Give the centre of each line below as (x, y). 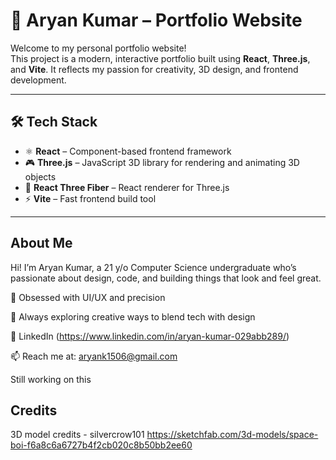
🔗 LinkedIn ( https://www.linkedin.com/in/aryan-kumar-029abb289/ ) (150, 336)
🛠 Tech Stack (54, 122)
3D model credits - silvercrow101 (77, 435)
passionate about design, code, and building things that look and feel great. (166, 278)
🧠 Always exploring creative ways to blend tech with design (133, 316)
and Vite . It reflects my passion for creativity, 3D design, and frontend (154, 69)
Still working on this (51, 379)
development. (38, 80)
